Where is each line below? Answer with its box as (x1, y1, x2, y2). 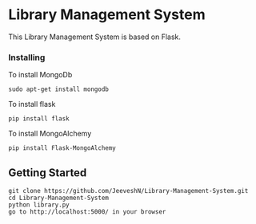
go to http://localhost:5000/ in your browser (8, 208, 166, 216)
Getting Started (8, 166, 87, 179)
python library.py (8, 201, 70, 209)
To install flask (8, 100, 56, 109)
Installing (8, 52, 46, 63)
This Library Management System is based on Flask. (8, 32, 182, 41)
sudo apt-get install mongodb (8, 85, 110, 93)
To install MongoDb (8, 70, 73, 80)
